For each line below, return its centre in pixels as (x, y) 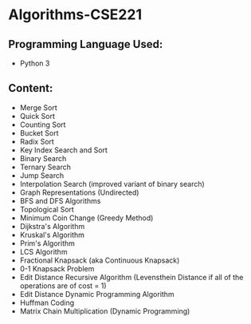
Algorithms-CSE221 (75, 15)
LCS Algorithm (43, 251)
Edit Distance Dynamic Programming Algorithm (97, 294)
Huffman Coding (47, 302)
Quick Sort (37, 116)
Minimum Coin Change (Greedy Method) (86, 218)
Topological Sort (47, 209)
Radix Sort (37, 141)
